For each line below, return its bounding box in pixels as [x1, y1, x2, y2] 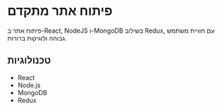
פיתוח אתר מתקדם [7, 3, 113, 19]
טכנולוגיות [7, 55, 51, 67]
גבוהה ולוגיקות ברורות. [7, 33, 67, 42]
